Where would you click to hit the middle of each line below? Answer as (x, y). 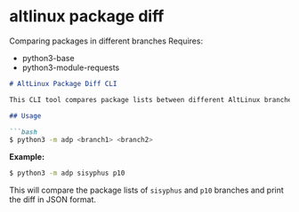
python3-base (48, 58)
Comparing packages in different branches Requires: (106, 41)
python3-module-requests (71, 67)
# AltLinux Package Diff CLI (63, 83)
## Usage (25, 116)
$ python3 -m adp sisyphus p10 (67, 173)
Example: (27, 157)
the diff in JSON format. (53, 200)
